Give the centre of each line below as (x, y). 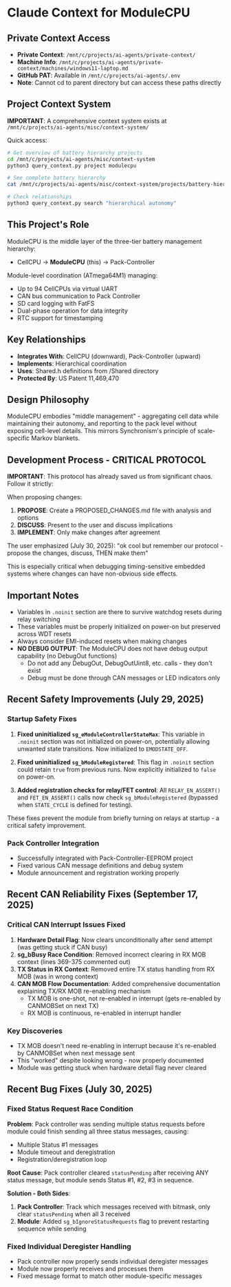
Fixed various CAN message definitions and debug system (100, 865)
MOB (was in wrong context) (57, 976)
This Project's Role (48, 225)
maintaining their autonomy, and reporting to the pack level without (102, 423)
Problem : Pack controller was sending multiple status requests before (106, 1124)
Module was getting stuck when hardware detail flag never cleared (112, 1067)
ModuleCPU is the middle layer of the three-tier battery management (104, 241)
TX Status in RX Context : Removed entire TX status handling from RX (116, 969)
